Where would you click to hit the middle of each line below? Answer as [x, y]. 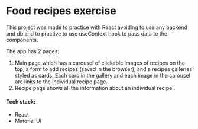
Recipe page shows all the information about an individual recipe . [95, 88]
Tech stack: [21, 101]
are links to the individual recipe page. [61, 82]
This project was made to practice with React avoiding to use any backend [97, 27]
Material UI [28, 121]
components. [22, 40]
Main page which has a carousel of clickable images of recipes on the [100, 63]
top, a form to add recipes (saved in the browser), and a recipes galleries [103, 69]
